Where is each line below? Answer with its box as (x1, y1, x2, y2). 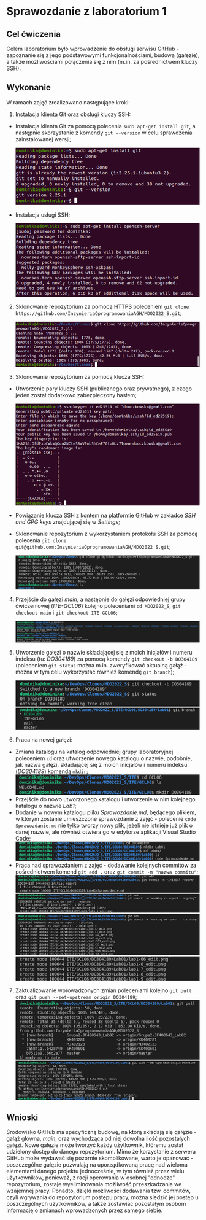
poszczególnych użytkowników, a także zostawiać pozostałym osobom (6, 1200, 186, 1207)
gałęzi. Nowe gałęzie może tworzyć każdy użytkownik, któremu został (6, 1141, 183, 1149)
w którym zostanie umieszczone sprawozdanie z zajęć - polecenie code (15, 815, 196, 822)
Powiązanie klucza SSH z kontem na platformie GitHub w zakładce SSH (15, 511, 196, 519)
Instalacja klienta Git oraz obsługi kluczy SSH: (15, 111, 131, 118)
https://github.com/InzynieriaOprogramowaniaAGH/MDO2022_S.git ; (15, 309, 182, 317)
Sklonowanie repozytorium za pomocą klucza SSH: (15, 373, 145, 381)
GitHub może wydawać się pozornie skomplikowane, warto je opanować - (6, 1154, 194, 1162)
